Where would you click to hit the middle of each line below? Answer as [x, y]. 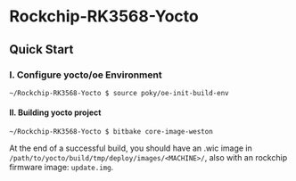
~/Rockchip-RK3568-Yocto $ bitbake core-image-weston [111, 132]
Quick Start [41, 49]
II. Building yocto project [55, 112]
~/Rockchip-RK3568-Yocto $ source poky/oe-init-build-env [119, 93]
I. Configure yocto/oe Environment [86, 75]
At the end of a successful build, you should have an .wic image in [131, 148]
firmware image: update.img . [62, 168]
